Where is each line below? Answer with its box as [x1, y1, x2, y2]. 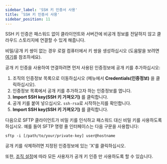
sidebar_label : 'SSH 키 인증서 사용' [5, 7, 78, 12]
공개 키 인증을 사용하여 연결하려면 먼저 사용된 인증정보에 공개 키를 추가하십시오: [5, 64, 160, 70]
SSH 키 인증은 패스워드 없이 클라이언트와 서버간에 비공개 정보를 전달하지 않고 [5, 31, 156, 37]
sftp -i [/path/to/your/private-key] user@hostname [5, 133, 115, 138]
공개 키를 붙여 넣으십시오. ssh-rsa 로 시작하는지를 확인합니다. [12, 100, 131, 106]
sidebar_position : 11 [5, 16, 51, 21]
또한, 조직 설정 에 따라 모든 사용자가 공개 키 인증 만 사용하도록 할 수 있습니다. [5, 153, 153, 159]
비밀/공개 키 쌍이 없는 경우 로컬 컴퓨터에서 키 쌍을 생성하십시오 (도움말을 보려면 [5, 48, 159, 54]
